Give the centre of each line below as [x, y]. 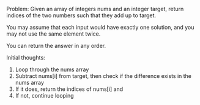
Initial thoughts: [26, 57]
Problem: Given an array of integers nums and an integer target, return [95, 9]
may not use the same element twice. [54, 34]
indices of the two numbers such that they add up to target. [81, 15]
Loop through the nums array [52, 69]
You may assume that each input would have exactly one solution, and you [100, 27]
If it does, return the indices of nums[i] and [69, 89]
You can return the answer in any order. [56, 46]
